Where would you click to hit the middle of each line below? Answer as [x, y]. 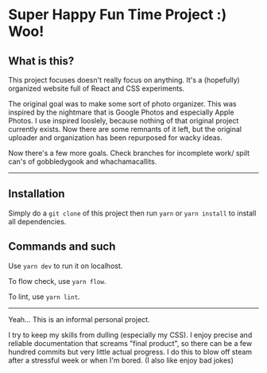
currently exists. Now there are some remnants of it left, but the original [125, 129]
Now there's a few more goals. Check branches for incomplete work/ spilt [129, 153]
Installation [37, 194]
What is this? [41, 61]
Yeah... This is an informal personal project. [79, 319]
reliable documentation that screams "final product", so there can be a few [130, 343]
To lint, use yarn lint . [44, 297]
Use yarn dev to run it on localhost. [66, 266]
